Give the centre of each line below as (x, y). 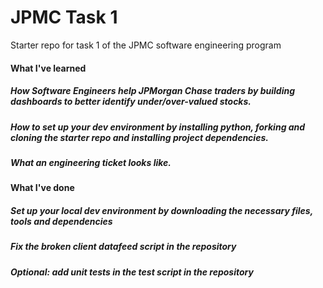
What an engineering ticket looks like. (91, 162)
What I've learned (48, 68)
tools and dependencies (61, 221)
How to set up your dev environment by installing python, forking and (158, 127)
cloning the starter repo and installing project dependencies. (139, 137)
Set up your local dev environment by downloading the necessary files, (161, 210)
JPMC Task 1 (64, 17)
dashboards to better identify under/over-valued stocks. (131, 102)
